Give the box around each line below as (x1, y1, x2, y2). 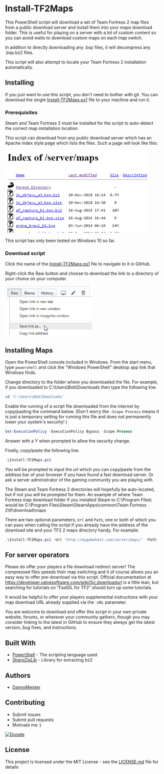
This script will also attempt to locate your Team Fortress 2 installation (5, 59, 146, 65)
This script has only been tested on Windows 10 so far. (5, 238, 116, 243)
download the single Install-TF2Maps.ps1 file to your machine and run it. (5, 97, 150, 103)
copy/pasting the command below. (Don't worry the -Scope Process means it (5, 408, 159, 415)
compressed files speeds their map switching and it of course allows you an (5, 569, 159, 575)
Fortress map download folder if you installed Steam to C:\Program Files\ (5, 497, 152, 503)
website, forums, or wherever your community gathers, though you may (5, 614, 150, 620)
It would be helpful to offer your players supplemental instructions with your (5, 594, 158, 600)
